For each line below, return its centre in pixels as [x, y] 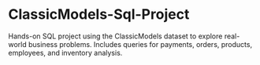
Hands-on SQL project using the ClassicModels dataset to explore [115, 36]
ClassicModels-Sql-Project [99, 14]
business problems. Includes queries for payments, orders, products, [140, 44]
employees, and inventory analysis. [65, 52]
